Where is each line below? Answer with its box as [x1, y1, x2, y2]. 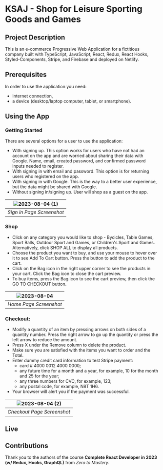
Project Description [5, 33, 65, 41]
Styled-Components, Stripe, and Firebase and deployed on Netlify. [5, 57, 139, 62]
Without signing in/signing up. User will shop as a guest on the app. [12, 189, 148, 195]
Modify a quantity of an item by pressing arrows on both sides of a [12, 327, 146, 333]
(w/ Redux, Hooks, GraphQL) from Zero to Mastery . [5, 460, 110, 466]
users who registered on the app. [12, 173, 79, 179]
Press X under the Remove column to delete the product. [12, 342, 127, 348]
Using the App [5, 112, 50, 120]
